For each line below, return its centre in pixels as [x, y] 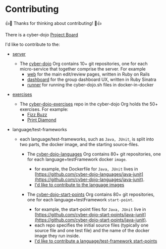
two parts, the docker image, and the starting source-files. [79, 144]
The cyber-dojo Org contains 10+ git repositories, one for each [83, 64]
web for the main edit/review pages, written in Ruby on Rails [88, 74]
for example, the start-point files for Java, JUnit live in [90, 209]
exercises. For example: [44, 109]
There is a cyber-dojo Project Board [42, 35]
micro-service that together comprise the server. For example [83, 69]
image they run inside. [57, 236]
